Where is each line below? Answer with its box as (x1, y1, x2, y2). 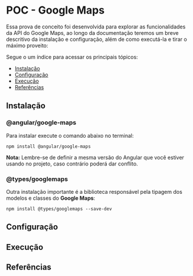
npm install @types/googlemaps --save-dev (6, 206, 112, 212)
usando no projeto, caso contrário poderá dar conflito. (6, 160, 138, 167)
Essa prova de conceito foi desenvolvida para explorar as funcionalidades (6, 23, 186, 30)
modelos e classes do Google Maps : (6, 194, 96, 202)
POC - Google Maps (6, 4, 105, 17)
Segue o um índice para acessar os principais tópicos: (6, 53, 138, 60)
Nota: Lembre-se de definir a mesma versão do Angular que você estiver (6, 154, 185, 161)
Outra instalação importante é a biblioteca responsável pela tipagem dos (6, 188, 183, 195)
